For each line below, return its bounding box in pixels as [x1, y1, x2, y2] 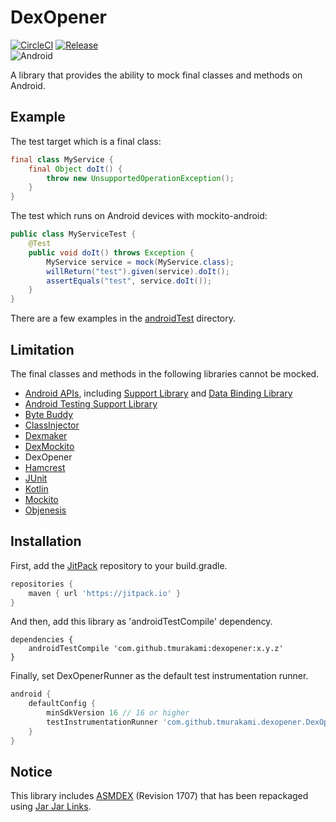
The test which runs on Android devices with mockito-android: [10, 210, 268, 222]
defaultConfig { [28, 699, 97, 709]
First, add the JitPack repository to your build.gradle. [10, 559, 228, 571]
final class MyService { [10, 154, 114, 165]
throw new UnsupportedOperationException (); [46, 173, 235, 183]
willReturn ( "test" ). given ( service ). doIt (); [46, 266, 230, 276]
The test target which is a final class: [10, 135, 162, 147]
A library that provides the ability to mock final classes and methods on [10, 69, 303, 81]
